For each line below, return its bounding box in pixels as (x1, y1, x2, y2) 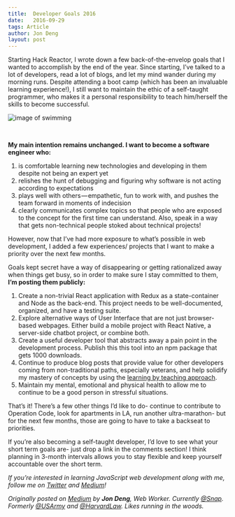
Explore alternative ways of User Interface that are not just (17, 314, 187, 323)
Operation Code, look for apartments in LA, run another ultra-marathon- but (8, 409, 226, 418)
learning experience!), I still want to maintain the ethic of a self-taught (8, 85, 208, 94)
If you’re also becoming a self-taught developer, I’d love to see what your (8, 438, 218, 446)
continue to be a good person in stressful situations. (17, 388, 169, 397)
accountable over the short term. (8, 460, 103, 469)
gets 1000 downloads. (17, 351, 83, 360)
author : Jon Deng (8, 29, 59, 37)
